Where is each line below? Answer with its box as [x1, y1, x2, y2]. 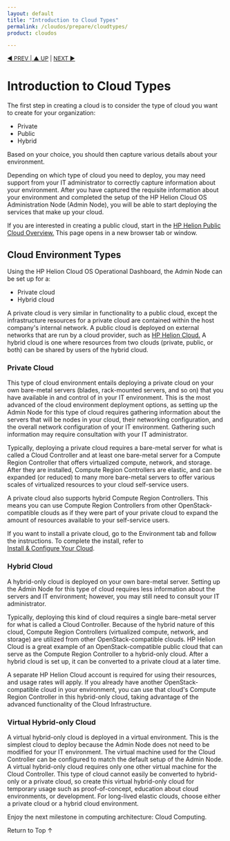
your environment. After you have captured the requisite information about [7, 186, 219, 194]
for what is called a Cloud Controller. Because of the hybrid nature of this [7, 620, 215, 628]
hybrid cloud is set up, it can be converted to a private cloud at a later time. [7, 657, 221, 666]
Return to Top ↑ [7, 826, 53, 834]
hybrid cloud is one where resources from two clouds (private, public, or [7, 338, 213, 347]
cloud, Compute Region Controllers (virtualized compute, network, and [7, 627, 209, 636]
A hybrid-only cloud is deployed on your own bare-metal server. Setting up [7, 577, 221, 586]
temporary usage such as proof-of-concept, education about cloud [7, 784, 199, 792]
